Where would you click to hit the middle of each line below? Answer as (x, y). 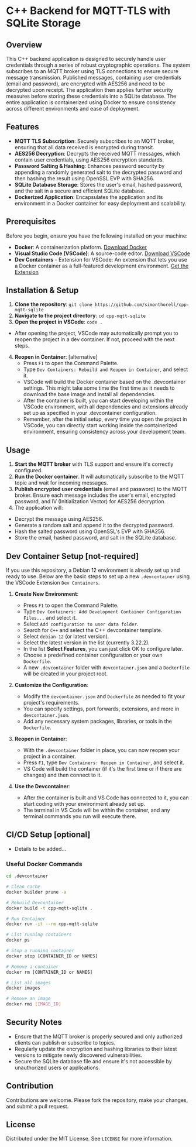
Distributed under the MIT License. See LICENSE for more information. (89, 1139)
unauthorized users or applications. (57, 1067)
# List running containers (39, 935)
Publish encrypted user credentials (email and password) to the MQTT (101, 489)
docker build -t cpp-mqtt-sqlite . (49, 908)
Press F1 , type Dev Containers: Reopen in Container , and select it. (104, 763)
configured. (28, 471)
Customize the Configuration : (51, 685)
